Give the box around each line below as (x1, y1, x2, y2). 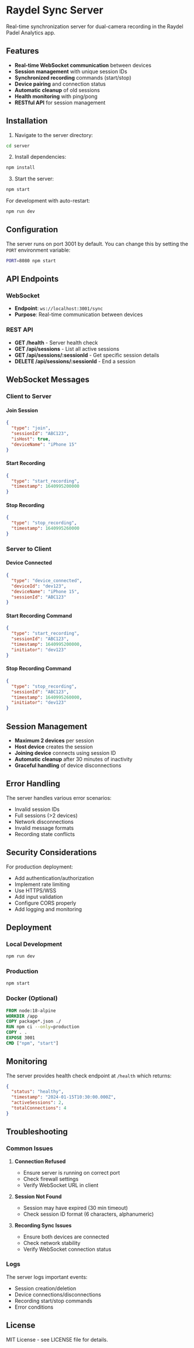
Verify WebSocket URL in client (23, 1181, 99, 1189)
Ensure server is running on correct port (23, 1169, 120, 1176)
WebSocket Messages (6, 375, 89, 385)
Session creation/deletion (14, 1285, 77, 1292)
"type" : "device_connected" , (11, 577, 82, 583)
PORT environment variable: (6, 247, 71, 254)
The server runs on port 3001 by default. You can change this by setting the (6, 240, 189, 247)
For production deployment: (6, 863, 73, 870)
